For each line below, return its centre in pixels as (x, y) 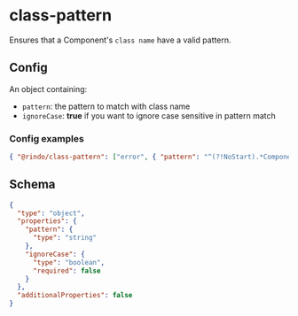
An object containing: (48, 89)
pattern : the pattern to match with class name (106, 106)
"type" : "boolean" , (68, 262)
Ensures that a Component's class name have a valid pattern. (121, 40)
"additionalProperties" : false (75, 296)
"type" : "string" (65, 238)
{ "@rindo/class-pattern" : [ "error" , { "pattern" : (105, 157)
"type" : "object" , (51, 213)
